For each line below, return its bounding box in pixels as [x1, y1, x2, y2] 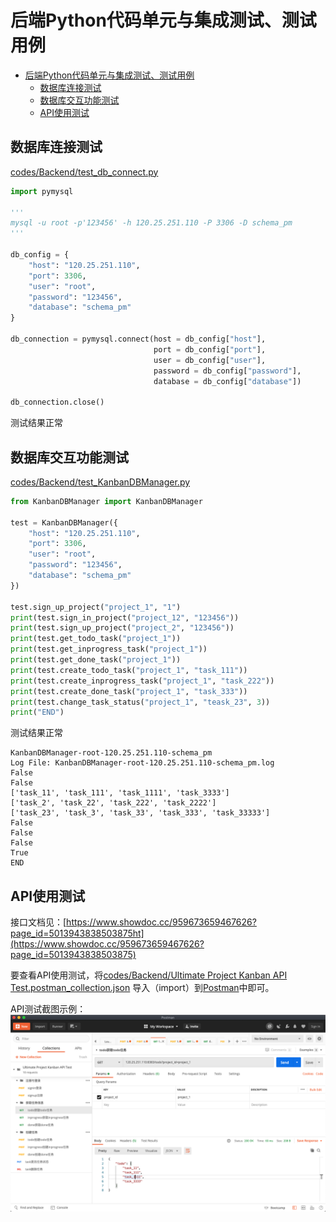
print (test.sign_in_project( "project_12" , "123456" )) [10, 612, 240, 623]
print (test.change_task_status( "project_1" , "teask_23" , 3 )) [10, 697, 271, 707]
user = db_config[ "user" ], [153, 355, 267, 365]
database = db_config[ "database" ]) [153, 376, 302, 386]
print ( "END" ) [10, 707, 65, 718]
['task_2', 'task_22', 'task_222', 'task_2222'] [10, 798, 217, 808]
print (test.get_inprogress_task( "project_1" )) [10, 644, 208, 655]
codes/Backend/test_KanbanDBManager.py [10, 476, 191, 488]
